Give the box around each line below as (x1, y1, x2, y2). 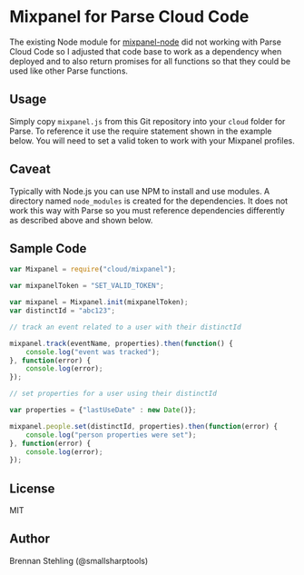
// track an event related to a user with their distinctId (9, 322, 242, 332)
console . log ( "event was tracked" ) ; (25, 347, 161, 356)
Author (9, 531, 50, 547)
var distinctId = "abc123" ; (9, 306, 116, 315)
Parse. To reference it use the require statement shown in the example (9, 125, 272, 136)
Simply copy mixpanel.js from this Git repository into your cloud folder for (9, 115, 286, 126)
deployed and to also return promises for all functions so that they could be (9, 55, 291, 66)
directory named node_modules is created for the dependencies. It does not (9, 195, 289, 206)
